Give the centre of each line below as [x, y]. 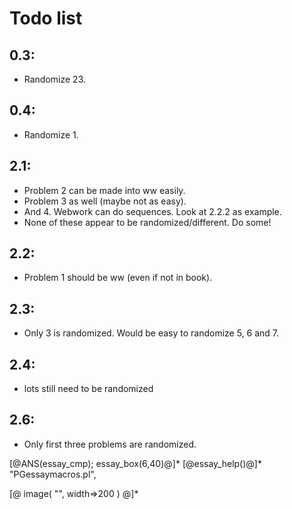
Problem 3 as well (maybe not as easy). [105, 201]
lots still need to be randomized [88, 389]
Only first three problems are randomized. [110, 444]
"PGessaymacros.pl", [53, 474]
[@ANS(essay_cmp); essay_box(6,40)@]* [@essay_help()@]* [135, 463]
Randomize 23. [55, 79]
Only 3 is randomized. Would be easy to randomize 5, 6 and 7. [151, 333]
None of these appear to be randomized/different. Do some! [147, 222]
